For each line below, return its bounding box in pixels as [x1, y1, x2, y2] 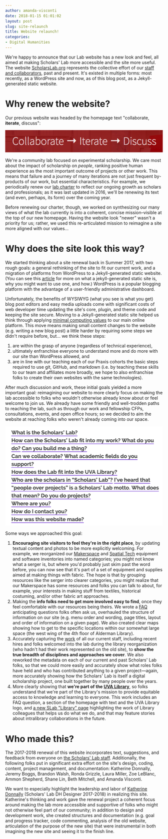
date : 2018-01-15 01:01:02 [5, 13, 61, 19]
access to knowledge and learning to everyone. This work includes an [12, 694, 157, 700]
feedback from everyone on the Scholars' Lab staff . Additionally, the [5, 755, 146, 761]
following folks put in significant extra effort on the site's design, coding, [5, 760, 154, 766]
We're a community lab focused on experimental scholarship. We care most [5, 157, 161, 163]
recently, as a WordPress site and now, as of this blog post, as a [5, 75, 136, 81]
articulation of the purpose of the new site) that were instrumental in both [5, 823, 156, 829]
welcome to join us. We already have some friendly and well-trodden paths [5, 400, 159, 406]
